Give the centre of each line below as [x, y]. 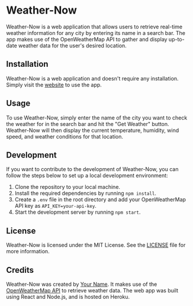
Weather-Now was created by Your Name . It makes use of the [82, 284]
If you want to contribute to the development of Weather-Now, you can [92, 169]
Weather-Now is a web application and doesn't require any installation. [92, 78]
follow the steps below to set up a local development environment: [87, 176]
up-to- [176, 39]
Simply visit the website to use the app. [54, 85]
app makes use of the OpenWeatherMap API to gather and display [87, 39]
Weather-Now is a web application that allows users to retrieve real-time [94, 27]
